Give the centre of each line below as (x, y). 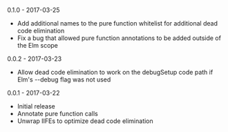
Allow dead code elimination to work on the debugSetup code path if (115, 72)
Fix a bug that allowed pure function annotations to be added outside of (119, 38)
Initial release (36, 106)
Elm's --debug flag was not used (64, 79)
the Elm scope (38, 45)
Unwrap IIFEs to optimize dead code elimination (85, 121)
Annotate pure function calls (57, 114)
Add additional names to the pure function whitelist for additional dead (117, 23)
